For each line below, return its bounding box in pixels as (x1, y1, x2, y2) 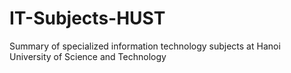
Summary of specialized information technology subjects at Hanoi (9, 40, 281, 52)
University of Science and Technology (9, 50, 167, 62)
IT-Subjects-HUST (9, 7, 166, 30)
